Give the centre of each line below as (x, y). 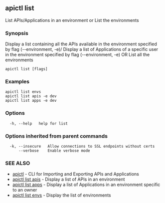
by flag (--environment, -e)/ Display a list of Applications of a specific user (82, 49)
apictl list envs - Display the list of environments (62, 195)
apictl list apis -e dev (31, 96)
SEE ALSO (18, 163)
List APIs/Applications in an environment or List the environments (72, 20)
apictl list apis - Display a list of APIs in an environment (69, 180)
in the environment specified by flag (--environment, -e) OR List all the (78, 55)
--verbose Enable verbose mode (54, 151)
